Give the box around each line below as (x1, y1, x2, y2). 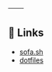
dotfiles (19, 55, 44, 65)
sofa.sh (19, 47, 44, 56)
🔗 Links (8, 27, 44, 40)
